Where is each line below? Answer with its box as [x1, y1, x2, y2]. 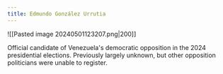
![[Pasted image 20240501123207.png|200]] [7, 30, 137, 38]
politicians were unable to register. [7, 58, 108, 67]
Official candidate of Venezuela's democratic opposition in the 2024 [7, 43, 207, 51]
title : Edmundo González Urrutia [7, 10, 106, 18]
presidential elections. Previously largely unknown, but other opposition [7, 51, 216, 59]
